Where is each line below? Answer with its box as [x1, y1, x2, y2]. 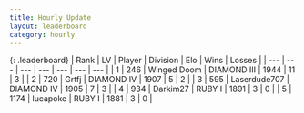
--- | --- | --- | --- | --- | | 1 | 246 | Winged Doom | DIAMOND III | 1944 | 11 [19, 64, 296, 75]
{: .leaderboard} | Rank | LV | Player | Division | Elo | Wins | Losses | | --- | [9, 55, 285, 66]
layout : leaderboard [9, 22, 88, 31]
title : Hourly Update [9, 13, 92, 23]
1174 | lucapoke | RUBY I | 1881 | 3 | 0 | [9, 93, 153, 104]
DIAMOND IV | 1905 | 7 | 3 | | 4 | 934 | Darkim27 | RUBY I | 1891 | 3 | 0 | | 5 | [9, 83, 292, 95]
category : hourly [9, 30, 76, 39]
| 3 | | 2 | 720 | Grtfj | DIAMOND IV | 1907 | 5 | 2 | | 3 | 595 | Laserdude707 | [9, 74, 289, 85]
